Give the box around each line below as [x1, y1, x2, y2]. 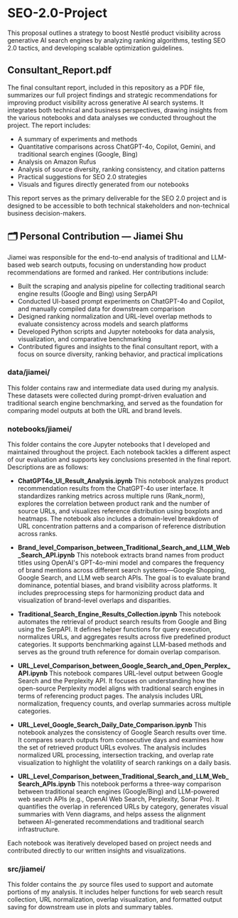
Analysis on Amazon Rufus [17, 157, 97, 166]
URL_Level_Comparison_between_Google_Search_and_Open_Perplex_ [17, 661, 231, 670]
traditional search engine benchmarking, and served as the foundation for [7, 398, 224, 407]
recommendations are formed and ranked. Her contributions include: [7, 268, 209, 277]
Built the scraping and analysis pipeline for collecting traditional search [17, 282, 225, 290]
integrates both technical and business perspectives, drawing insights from [7, 105, 228, 114]
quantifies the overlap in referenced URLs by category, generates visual [17, 802, 229, 811]
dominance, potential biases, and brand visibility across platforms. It [17, 581, 218, 589]
